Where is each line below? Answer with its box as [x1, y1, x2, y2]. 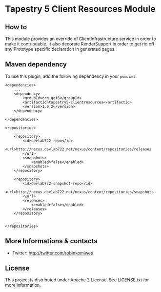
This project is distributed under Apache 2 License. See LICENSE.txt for [5, 277, 149, 283]
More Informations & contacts [5, 237, 98, 245]
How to [5, 23, 27, 31]
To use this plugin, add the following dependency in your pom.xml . [5, 73, 137, 79]
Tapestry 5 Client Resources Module [5, 3, 156, 15]
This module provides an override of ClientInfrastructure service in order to [5, 36, 156, 42]
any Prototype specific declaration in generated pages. [5, 46, 116, 52]
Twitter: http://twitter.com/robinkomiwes [12, 250, 94, 256]
